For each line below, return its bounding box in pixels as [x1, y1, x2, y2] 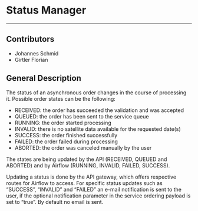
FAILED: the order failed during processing [14, 138, 118, 145]
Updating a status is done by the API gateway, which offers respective [6, 173, 177, 180]
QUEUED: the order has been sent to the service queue [14, 113, 149, 120]
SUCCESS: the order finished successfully [14, 131, 118, 139]
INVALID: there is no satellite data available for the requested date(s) [14, 125, 181, 133]
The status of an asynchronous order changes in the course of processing [6, 89, 187, 96]
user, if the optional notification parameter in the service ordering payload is [6, 192, 191, 199]
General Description [6, 73, 81, 83]
